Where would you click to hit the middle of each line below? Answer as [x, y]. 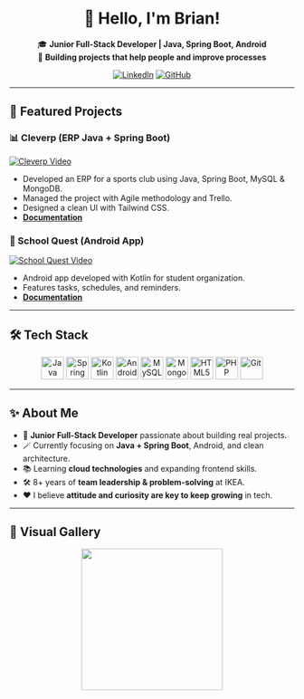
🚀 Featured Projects [66, 112]
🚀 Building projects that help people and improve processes [152, 57]
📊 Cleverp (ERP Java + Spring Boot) [90, 138]
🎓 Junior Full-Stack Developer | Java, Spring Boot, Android [152, 43]
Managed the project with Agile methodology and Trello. [127, 197]
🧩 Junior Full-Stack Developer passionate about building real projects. [155, 435]
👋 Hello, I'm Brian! [152, 19]
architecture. [46, 458]
